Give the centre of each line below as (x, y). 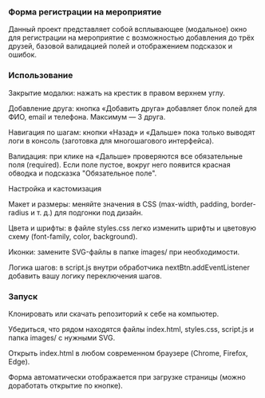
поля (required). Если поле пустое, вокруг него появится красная (119, 164)
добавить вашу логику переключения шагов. (85, 276)
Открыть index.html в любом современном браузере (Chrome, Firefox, (129, 353)
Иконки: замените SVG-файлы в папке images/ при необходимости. (124, 252)
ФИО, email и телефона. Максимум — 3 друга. (87, 116)
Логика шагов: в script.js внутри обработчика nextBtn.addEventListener (129, 267)
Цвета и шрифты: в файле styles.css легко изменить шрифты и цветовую (132, 228)
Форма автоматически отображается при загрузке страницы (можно (127, 376)
